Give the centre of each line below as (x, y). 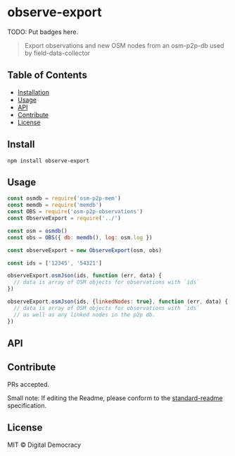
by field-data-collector (57, 53)
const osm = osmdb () (38, 231)
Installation (33, 92)
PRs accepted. (28, 384)
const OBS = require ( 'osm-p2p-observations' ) (75, 212)
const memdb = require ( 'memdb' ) (55, 205)
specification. (27, 405)
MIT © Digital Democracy (44, 445)
